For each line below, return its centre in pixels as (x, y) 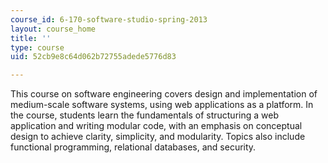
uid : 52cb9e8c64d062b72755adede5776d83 (93, 57)
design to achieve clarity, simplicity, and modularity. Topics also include (158, 137)
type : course (37, 47)
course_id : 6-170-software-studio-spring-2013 (109, 19)
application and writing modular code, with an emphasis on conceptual (156, 126)
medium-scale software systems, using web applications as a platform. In (162, 105)
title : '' (31, 38)
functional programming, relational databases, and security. (133, 147)
